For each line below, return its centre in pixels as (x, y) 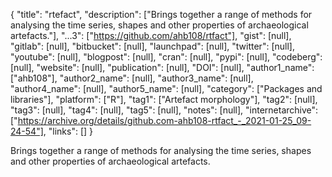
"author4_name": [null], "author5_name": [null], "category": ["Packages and (166, 88)
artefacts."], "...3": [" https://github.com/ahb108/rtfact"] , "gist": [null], (151, 35)
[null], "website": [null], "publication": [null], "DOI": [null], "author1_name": (162, 67)
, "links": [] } (68, 131)
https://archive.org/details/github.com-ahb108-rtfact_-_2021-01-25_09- (164, 120)
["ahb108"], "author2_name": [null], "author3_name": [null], (132, 78)
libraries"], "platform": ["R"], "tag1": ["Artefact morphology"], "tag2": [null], (164, 99)
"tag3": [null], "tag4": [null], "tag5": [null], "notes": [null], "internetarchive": (164, 110)
